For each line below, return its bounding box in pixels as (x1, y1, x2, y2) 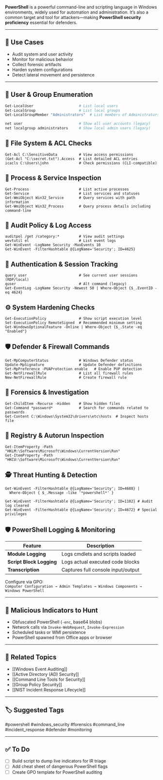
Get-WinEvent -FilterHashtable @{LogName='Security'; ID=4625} (5, 247, 136, 252)
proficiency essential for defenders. (5, 19, 78, 25)
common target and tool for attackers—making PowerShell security (5, 15, 141, 20)
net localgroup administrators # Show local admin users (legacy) (5, 126, 151, 131)
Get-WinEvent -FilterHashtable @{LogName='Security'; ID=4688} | (5, 486, 140, 491)
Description (86, 543, 114, 549)
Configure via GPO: (5, 579, 44, 585)
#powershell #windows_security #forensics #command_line (5, 721, 125, 727)
